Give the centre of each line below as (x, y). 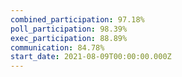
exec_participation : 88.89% (69, 38)
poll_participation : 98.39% (69, 29)
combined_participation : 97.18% (77, 19)
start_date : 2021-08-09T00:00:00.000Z (91, 57)
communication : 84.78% (57, 47)
